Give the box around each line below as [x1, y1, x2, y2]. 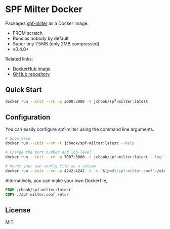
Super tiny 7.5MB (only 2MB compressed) [12, 40, 100, 46]
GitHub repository [12, 71, 50, 77]
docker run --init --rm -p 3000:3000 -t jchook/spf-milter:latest [5, 99, 148, 104]
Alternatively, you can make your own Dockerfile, [5, 178, 108, 184]
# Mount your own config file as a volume [5, 163, 96, 168]
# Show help [5, 136, 30, 141]
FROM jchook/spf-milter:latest [5, 187, 71, 192]
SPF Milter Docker [5, 4, 82, 15]
